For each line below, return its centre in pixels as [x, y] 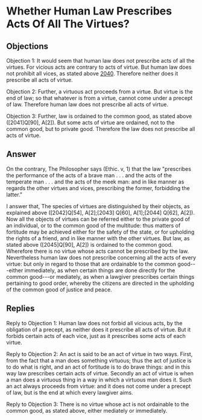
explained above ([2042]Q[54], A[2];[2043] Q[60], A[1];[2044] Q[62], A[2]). [100, 212]
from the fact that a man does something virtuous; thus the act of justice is [99, 360]
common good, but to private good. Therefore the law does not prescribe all [101, 129]
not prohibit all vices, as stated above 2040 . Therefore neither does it [92, 73]
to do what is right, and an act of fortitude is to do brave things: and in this [98, 367]
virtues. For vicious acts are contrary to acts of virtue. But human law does [99, 67]
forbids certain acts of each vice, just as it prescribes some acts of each [96, 336]
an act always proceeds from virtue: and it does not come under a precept [99, 386]
